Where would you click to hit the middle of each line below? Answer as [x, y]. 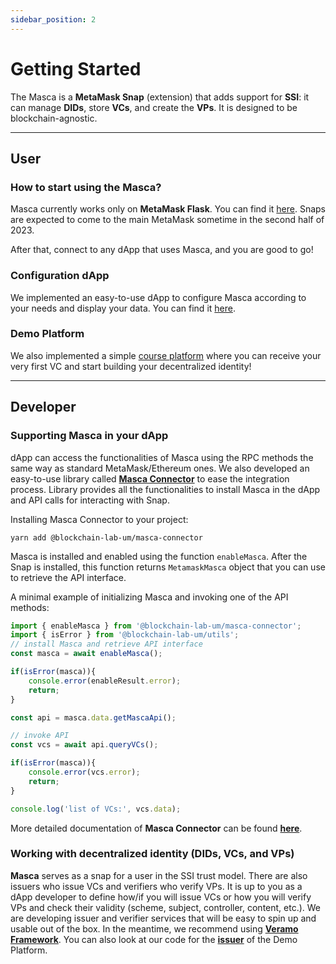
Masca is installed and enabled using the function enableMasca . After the [159, 556]
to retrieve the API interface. [68, 577]
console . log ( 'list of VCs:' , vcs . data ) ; [96, 809]
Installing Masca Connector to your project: [99, 519]
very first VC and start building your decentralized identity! [131, 366]
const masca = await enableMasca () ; [86, 654]
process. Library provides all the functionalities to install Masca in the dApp [165, 489]
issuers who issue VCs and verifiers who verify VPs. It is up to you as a [156, 886]
